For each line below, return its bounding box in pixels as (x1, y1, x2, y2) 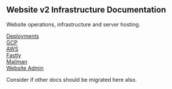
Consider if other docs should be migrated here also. (6, 76, 137, 83)
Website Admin (6, 64, 44, 72)
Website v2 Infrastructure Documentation (6, 5, 167, 15)
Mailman (6, 58, 28, 65)
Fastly (6, 51, 22, 59)
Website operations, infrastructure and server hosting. (6, 20, 141, 28)
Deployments (6, 32, 39, 40)
